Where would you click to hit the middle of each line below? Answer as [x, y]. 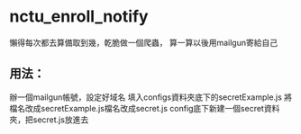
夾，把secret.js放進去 [49, 120]
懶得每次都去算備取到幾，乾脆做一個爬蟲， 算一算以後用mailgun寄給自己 [143, 42]
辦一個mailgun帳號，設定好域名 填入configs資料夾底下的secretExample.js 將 [151, 97]
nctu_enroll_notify [79, 17]
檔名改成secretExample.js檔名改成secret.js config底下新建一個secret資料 [145, 108]
